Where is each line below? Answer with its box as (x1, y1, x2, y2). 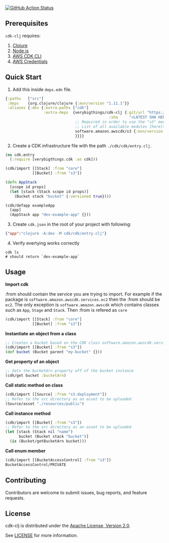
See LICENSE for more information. (5, 532, 78, 538)
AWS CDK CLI (12, 53, 42, 59)
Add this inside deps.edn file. (12, 86, 72, 93)
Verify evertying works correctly (12, 240, 79, 246)
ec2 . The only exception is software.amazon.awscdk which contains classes (5, 302, 159, 308)
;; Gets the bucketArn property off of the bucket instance (5, 369, 134, 374)
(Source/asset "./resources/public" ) (5, 401, 84, 406)
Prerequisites (5, 19, 48, 28)
